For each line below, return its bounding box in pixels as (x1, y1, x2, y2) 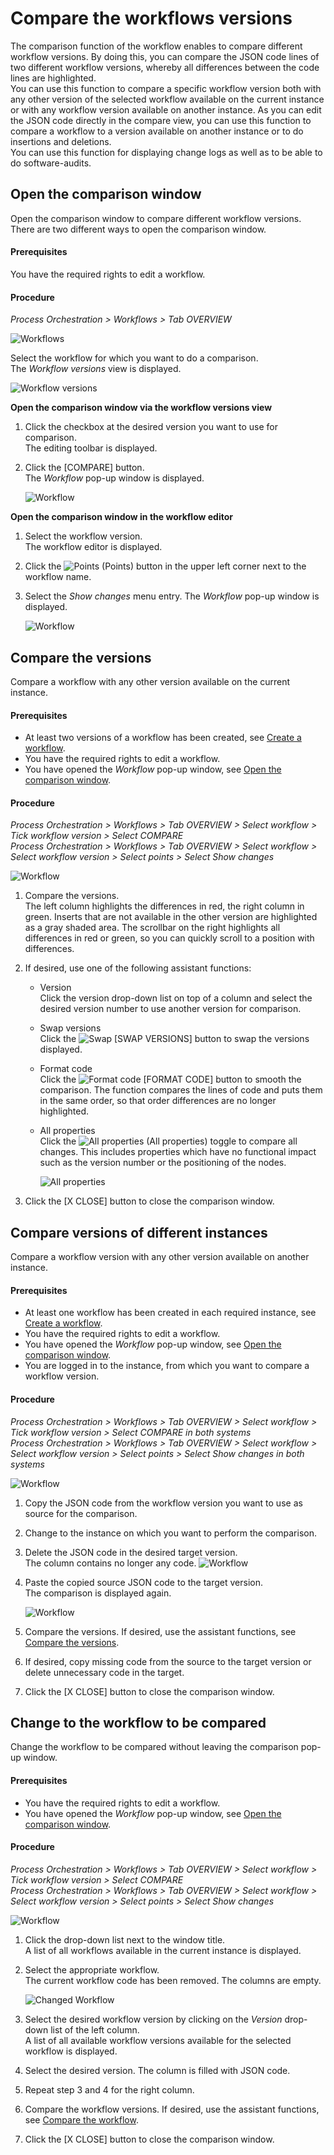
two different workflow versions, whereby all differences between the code (10, 61, 320, 73)
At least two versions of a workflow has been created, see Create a (24, 732, 302, 744)
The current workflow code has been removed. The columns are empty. (24, 1974, 322, 1986)
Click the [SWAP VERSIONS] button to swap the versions (39, 1033, 310, 1045)
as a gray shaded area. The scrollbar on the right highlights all (24, 922, 281, 934)
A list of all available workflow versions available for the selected (24, 2034, 292, 2046)
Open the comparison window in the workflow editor (10, 511, 233, 523)
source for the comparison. (24, 1507, 138, 1519)
